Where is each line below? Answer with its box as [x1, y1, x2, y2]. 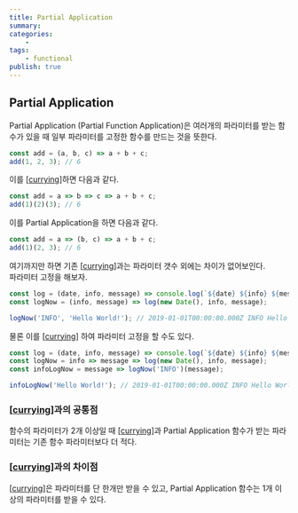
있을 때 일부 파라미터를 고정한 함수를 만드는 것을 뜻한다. [25, 130, 217, 142]
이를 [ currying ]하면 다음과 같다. [9, 174, 120, 185]
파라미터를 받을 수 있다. [25, 493, 106, 504]
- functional [25, 54, 74, 63]
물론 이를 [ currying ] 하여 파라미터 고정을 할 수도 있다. [9, 330, 194, 342]
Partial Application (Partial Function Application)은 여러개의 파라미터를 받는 [9, 120, 277, 130]
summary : [9, 21, 42, 30]
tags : [9, 46, 29, 55]
